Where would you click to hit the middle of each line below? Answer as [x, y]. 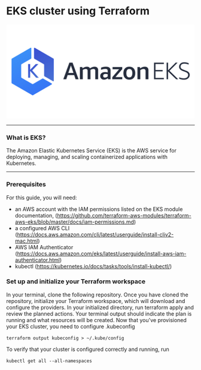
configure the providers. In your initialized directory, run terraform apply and [100, 307]
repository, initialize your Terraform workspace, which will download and [96, 301]
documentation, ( [36, 215]
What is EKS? [26, 137]
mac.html [26, 241]
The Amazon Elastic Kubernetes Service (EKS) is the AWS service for [91, 151]
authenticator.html [37, 260]
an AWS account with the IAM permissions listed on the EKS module [99, 209]
